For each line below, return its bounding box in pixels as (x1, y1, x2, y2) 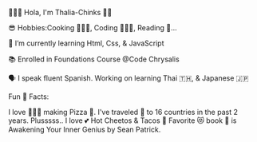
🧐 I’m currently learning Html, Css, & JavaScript (8, 38, 165, 48)
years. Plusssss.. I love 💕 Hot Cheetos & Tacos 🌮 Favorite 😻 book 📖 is (8, 116, 237, 125)
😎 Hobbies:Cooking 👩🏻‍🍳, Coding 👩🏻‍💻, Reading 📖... (8, 23, 177, 32)
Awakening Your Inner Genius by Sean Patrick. (8, 124, 161, 134)
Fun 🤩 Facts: (8, 92, 49, 101)
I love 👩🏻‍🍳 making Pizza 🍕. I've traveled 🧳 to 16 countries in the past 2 (8, 108, 238, 116)
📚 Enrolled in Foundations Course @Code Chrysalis (8, 54, 180, 64)
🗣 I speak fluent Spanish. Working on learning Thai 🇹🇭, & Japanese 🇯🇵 (8, 73, 249, 83)
